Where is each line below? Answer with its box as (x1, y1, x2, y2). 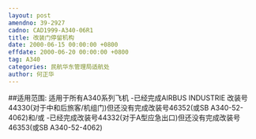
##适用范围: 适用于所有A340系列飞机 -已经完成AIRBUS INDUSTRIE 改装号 (8, 92, 249, 103)
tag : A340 (8, 56, 41, 64)
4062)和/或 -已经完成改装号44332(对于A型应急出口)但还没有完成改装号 (8, 112, 241, 122)
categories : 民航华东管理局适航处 (8, 63, 110, 71)
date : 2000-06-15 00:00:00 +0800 (8, 41, 119, 49)
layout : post (8, 11, 51, 20)
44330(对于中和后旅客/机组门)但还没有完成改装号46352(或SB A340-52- (8, 103, 243, 112)
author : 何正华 (8, 70, 55, 78)
